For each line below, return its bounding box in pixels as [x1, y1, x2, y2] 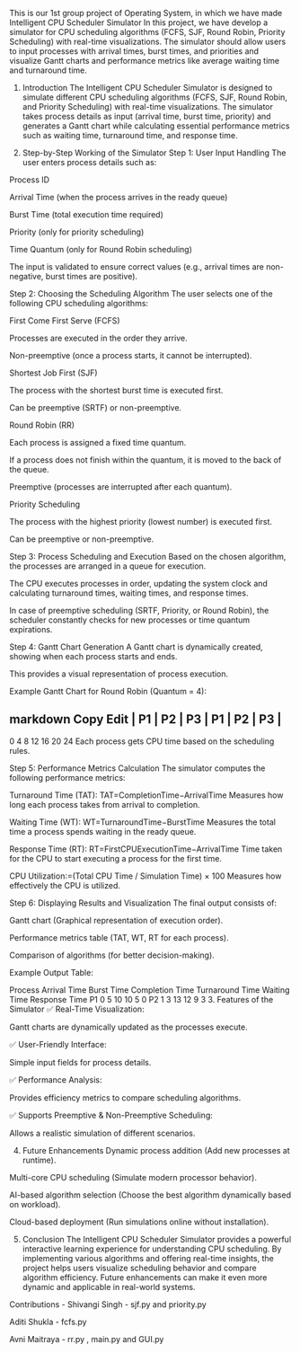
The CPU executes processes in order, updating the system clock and [9, 579, 268, 588]
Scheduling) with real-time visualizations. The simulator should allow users [9, 36, 287, 47]
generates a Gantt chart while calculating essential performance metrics [22, 120, 290, 131]
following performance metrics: [9, 772, 126, 783]
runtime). [22, 1154, 57, 1165]
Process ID [9, 174, 50, 185]
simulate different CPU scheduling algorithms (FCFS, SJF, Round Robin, [22, 92, 287, 102]
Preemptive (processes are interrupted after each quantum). [9, 482, 233, 492]
